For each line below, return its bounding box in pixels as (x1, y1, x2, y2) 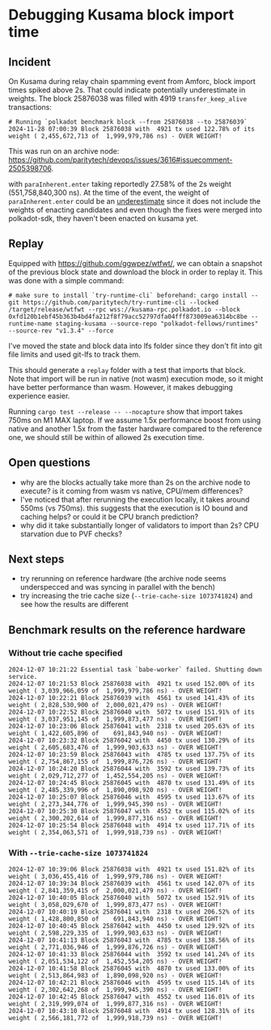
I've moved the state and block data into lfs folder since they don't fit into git (8, 341, 263, 350)
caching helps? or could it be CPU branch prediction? (19, 511, 199, 521)
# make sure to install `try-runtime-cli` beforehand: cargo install (8, 291, 248, 299)
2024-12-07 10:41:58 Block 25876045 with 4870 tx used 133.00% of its (8, 964, 255, 973)
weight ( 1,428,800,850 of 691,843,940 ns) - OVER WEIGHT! (8, 915, 222, 923)
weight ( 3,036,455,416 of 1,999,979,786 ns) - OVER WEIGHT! (8, 872, 222, 881)
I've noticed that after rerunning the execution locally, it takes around (19, 494, 250, 504)
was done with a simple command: (8, 275, 125, 285)
